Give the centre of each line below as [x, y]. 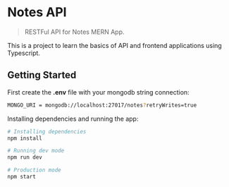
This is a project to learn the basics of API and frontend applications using [114, 45]
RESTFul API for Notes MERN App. [74, 32]
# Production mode [34, 170]
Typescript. [24, 53]
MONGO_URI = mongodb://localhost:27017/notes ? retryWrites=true [102, 105]
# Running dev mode [36, 151]
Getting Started [42, 75]
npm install [25, 138]
